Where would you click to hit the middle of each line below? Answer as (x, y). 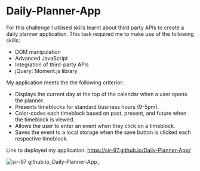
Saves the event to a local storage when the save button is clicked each (103, 132)
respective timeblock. (41, 138)
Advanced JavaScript (41, 58)
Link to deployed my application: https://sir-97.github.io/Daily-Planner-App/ (99, 150)
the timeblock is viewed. (44, 119)
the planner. (30, 100)
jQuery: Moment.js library (46, 71)
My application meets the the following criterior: (65, 83)
